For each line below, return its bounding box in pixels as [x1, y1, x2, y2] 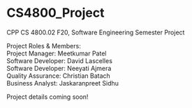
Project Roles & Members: [6, 41, 81, 50]
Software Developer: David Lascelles [6, 56, 113, 65]
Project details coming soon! [6, 93, 89, 101]
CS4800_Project [6, 5, 105, 21]
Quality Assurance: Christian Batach [6, 72, 111, 80]
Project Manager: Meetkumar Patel [6, 49, 107, 58]
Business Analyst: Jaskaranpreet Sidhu [6, 79, 119, 87]
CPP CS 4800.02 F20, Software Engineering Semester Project [6, 28, 185, 36]
